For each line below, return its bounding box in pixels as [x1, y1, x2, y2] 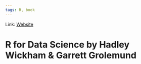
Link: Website [5, 21, 34, 27]
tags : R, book [5, 7, 35, 13]
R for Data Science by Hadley [5, 39, 130, 50]
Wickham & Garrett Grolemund [5, 49, 137, 61]
